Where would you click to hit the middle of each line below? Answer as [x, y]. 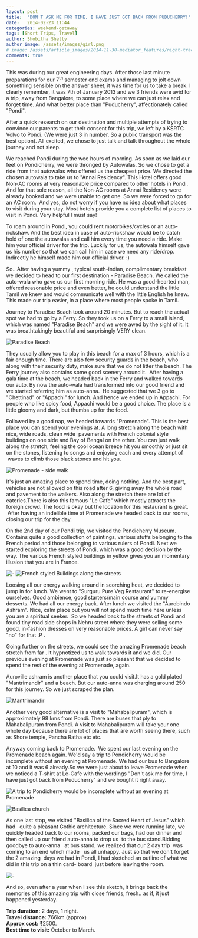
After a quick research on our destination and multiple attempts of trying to [97, 122]
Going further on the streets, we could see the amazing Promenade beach [96, 647]
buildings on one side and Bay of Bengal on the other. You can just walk [93, 440]
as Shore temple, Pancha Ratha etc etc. [54, 737]
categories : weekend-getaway [42, 28]
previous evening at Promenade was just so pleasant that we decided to [93, 659]
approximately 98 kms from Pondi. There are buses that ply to [81, 718]
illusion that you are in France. [43, 562]
